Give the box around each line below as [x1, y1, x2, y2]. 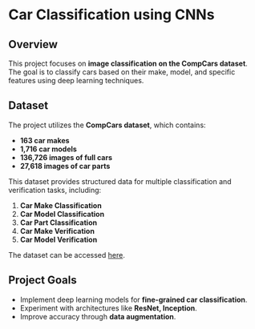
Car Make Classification [19, 200, 102, 210]
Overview [8, 38, 59, 51]
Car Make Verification [19, 226, 95, 235]
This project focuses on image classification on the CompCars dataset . [8, 58, 249, 68]
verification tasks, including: [8, 185, 102, 195]
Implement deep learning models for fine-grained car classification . [19, 295, 248, 304]
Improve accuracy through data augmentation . [19, 311, 176, 321]
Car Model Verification [19, 235, 98, 244]
